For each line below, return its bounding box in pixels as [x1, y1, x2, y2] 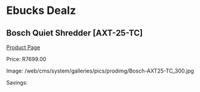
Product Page [6, 44, 40, 51]
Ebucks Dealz [6, 4, 77, 18]
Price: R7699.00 [6, 56, 47, 62]
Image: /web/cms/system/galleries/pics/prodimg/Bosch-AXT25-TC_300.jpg [6, 67, 195, 74]
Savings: [6, 79, 28, 86]
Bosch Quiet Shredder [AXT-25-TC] [6, 28, 143, 38]
